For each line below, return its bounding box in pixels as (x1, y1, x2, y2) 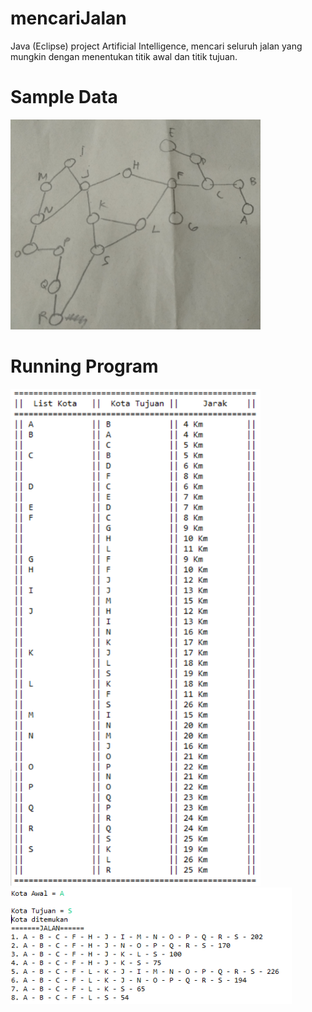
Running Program (10, 355, 159, 378)
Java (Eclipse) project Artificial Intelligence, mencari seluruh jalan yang (10, 40, 303, 52)
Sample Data (10, 86, 118, 109)
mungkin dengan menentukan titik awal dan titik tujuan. (10, 50, 238, 62)
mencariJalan (10, 7, 127, 30)
